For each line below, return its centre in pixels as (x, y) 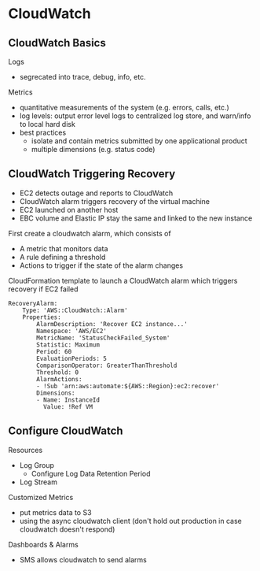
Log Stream (38, 482)
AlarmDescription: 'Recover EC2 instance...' (112, 324)
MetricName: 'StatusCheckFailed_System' (103, 338)
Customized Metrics (41, 497)
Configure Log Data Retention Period (91, 473)
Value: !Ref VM (68, 406)
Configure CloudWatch (66, 431)
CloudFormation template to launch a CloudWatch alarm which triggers (123, 280)
